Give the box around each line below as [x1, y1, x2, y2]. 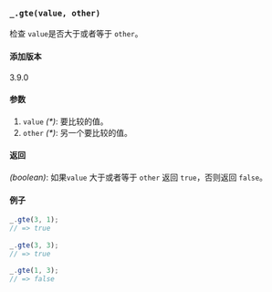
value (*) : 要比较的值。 [22, 116, 109, 127]
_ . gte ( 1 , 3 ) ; [9, 266, 59, 276]
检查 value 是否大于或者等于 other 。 [9, 28, 143, 39]
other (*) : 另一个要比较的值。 [22, 127, 132, 138]
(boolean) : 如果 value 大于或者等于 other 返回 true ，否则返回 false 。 [9, 172, 267, 182]
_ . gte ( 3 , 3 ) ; [9, 240, 59, 250]
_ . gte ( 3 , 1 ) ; [9, 215, 59, 224]
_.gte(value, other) [9, 7, 101, 18]
